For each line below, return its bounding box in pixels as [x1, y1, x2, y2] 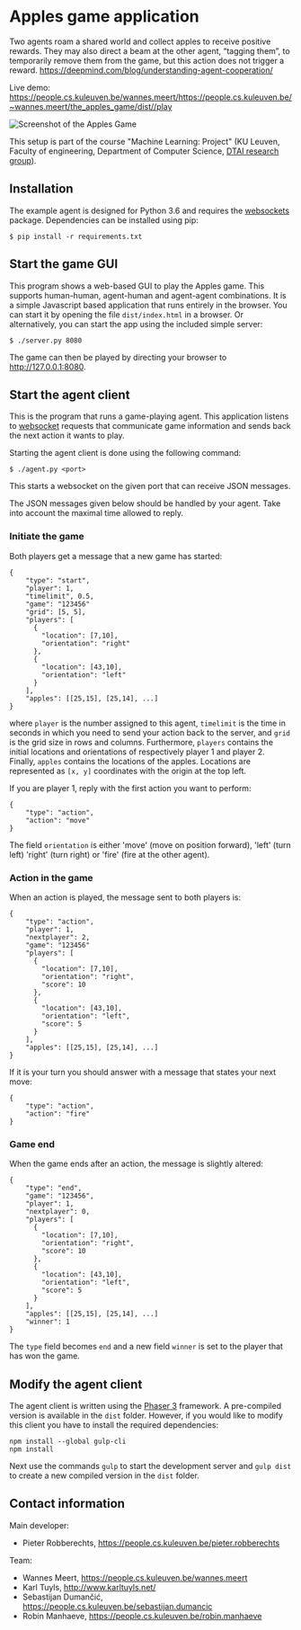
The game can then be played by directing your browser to [9, 352, 227, 362]
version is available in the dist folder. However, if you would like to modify [9, 1410, 283, 1421]
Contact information [9, 1496, 126, 1511]
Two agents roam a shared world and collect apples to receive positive [9, 36, 271, 47]
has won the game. [9, 1350, 81, 1361]
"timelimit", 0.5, [25, 592, 94, 601]
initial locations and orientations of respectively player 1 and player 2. [9, 746, 265, 757]
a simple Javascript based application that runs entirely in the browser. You [9, 299, 288, 310]
